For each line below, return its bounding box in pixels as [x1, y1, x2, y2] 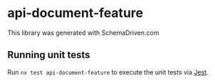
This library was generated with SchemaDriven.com [7, 28, 159, 37]
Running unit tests [7, 49, 90, 61]
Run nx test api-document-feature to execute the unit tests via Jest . [7, 67, 209, 76]
